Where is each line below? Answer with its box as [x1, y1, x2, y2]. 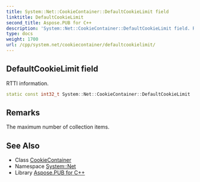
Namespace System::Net [14, 163, 76, 170]
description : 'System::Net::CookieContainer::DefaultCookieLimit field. [6, 25, 190, 32]
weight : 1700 [6, 36, 39, 42]
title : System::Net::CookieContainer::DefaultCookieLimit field [6, 8, 169, 15]
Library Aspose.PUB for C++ [14, 169, 85, 176]
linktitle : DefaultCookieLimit [6, 14, 84, 20]
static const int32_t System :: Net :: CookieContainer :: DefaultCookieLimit [6, 91, 190, 97]
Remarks [6, 108, 40, 118]
